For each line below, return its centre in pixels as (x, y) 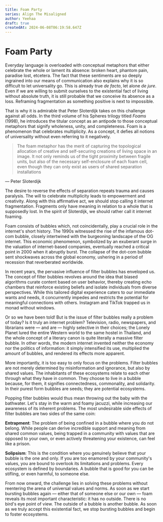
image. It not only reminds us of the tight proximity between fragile (84, 157)
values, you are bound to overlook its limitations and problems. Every (74, 464)
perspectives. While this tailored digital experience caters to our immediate (80, 292)
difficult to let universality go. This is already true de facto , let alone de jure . (81, 86)
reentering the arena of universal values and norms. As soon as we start (77, 488)
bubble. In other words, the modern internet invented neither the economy (80, 343)
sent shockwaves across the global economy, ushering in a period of (74, 257)
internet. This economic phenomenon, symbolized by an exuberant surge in (81, 242)
